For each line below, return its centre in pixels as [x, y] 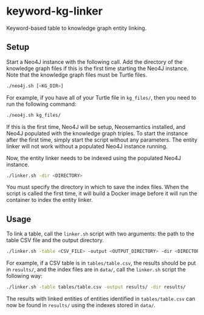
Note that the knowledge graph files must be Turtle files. [77, 75]
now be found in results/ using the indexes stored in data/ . [81, 305]
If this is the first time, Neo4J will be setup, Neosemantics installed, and [96, 126]
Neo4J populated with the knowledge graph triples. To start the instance [97, 133]
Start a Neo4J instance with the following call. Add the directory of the [94, 61]
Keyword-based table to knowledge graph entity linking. [76, 28]
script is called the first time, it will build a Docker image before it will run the [102, 193]
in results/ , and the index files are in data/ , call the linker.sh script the [96, 269]
